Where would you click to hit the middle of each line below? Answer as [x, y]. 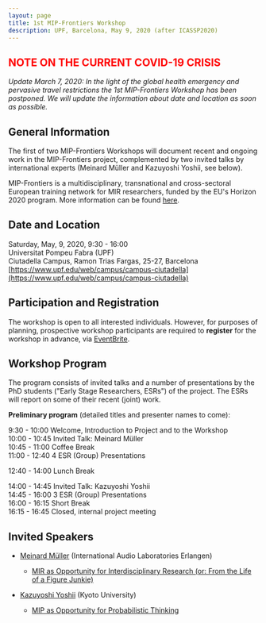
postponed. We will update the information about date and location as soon [132, 98]
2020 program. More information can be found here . [94, 200]
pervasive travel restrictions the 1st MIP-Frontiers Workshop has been [122, 90]
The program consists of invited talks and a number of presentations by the [132, 383]
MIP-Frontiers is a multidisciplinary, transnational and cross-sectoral [120, 183]
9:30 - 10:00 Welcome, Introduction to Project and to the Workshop [118, 430]
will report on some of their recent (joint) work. [85, 400]
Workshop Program [58, 364]
